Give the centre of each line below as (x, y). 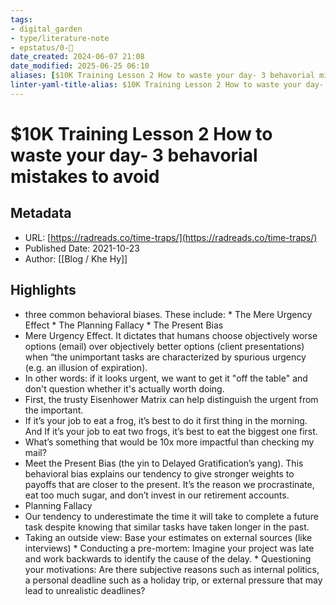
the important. (54, 410)
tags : (21, 19)
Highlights (43, 290)
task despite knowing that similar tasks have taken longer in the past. (167, 527)
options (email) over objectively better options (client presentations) (164, 346)
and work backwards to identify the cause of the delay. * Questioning (168, 558)
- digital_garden (46, 29)
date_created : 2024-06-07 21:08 (77, 57)
